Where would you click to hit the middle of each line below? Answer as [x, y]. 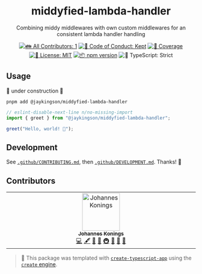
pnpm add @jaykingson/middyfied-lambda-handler [67, 102]
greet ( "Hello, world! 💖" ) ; [40, 129]
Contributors [31, 181]
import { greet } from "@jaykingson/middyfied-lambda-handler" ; [88, 118]
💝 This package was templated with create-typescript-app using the [106, 258]
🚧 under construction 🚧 [35, 91]
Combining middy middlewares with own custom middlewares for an [101, 28]
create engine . [39, 264]
